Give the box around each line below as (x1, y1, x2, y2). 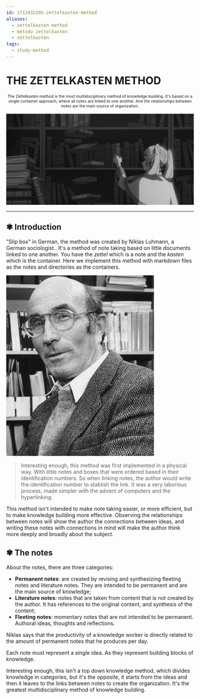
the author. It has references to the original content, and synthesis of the (14, 601, 192, 608)
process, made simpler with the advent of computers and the (20, 487, 171, 494)
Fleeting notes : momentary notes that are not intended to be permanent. (14, 613, 193, 620)
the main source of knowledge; (14, 588, 91, 595)
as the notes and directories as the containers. (6, 263, 120, 270)
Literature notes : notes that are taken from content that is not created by (14, 594, 194, 601)
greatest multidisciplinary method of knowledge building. (6, 686, 146, 693)
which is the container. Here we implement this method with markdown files (6, 257, 192, 264)
